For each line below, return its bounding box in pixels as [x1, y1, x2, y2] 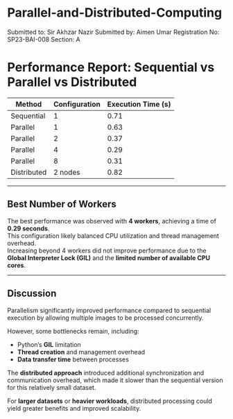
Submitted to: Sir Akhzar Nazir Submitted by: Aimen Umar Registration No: [7, 28, 220, 36]
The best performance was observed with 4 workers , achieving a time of [7, 216, 216, 225]
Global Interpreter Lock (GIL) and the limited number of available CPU [7, 253, 210, 262]
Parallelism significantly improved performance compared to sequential [7, 306, 212, 314]
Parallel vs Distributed [7, 74, 137, 90]
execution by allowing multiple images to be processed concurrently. [7, 314, 204, 322]
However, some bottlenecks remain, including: [7, 327, 140, 335]
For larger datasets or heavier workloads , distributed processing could [7, 397, 213, 405]
